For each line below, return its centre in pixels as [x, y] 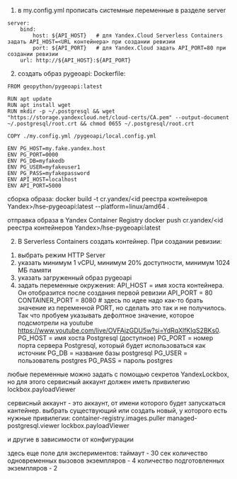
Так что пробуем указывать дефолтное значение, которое [106, 315]
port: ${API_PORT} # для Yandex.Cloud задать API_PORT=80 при [129, 48]
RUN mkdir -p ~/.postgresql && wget [61, 111]
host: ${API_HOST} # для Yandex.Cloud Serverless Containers [128, 35]
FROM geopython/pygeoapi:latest [55, 86]
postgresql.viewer [34, 426]
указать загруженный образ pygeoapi [75, 278]
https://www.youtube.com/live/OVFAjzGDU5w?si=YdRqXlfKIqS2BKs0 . [119, 330]
